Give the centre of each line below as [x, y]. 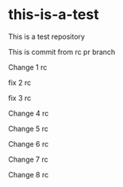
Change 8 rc [29, 174]
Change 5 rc [29, 128]
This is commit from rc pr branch [62, 52]
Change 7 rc [29, 159]
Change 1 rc [28, 67]
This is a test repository [47, 36]
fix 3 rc [20, 97]
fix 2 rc [20, 82]
